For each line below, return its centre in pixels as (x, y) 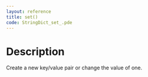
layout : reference (29, 11)
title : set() (22, 17)
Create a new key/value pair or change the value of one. (74, 68)
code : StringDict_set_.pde (39, 22)
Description (35, 51)
